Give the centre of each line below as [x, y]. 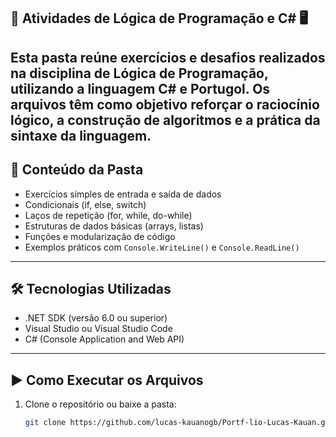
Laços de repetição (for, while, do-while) [108, 215]
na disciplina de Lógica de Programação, [139, 73]
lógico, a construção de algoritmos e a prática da [165, 120]
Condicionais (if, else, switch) [85, 204]
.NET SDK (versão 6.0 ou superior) [96, 318]
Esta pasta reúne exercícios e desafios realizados [168, 57]
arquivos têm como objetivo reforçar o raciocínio [165, 104]
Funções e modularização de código [100, 236]
